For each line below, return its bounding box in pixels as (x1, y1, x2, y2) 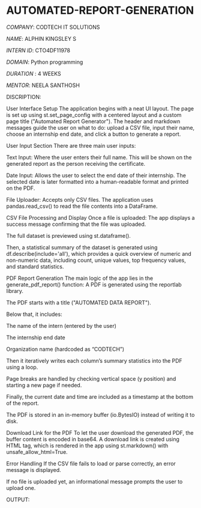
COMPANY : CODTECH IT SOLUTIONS (6, 23, 100, 31)
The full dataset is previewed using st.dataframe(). (6, 232, 131, 239)
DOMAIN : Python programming (6, 58, 83, 65)
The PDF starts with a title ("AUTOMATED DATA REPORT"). (6, 298, 151, 306)
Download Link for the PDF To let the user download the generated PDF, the (6, 429, 194, 436)
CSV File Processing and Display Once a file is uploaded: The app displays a (6, 214, 195, 221)
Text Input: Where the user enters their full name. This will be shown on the (6, 154, 192, 161)
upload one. (6, 484, 36, 491)
